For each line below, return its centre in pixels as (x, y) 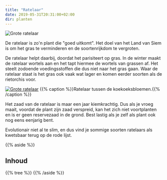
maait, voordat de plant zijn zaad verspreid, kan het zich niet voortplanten (81, 110)
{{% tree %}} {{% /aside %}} (35, 173)
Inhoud (16, 161)
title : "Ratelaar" (24, 10)
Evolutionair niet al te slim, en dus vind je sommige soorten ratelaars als (79, 130)
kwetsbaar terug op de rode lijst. (39, 135)
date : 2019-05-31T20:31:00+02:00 (40, 15)
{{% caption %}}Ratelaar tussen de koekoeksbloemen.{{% (100, 89)
